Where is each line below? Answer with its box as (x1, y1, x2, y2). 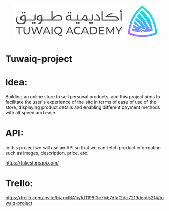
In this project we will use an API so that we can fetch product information (5, 145, 161, 151)
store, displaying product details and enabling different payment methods (5, 104, 160, 110)
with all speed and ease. (5, 110, 57, 116)
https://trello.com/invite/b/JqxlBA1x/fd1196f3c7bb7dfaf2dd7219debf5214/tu (5, 195, 164, 201)
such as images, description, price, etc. (5, 150, 89, 156)
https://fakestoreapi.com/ (5, 160, 59, 166)
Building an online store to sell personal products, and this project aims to (5, 93, 160, 100)
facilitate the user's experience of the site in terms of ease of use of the (5, 99, 157, 105)
